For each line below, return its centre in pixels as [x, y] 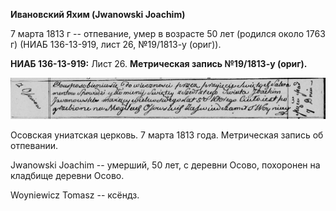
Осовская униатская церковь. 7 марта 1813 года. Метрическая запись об [167, 135]
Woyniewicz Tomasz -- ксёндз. [75, 195]
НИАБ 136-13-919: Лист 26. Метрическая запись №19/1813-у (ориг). [159, 63]
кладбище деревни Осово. [67, 175]
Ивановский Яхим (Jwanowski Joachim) [98, 14]
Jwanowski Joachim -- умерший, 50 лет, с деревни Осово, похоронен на [165, 165]
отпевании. [34, 145]
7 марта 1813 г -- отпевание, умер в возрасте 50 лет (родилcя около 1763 [168, 33]
